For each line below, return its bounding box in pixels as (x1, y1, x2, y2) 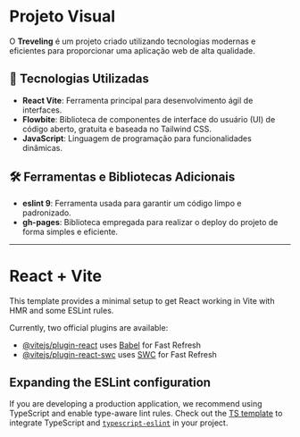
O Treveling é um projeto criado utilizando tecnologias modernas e (9, 36, 256, 46)
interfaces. (21, 105, 62, 115)
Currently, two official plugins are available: (9, 322, 169, 332)
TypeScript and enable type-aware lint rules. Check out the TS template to (9, 408, 283, 419)
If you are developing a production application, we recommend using (9, 399, 262, 409)
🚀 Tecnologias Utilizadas (9, 71, 149, 87)
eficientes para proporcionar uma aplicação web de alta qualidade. (9, 45, 256, 55)
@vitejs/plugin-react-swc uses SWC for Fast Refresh (21, 349, 217, 359)
